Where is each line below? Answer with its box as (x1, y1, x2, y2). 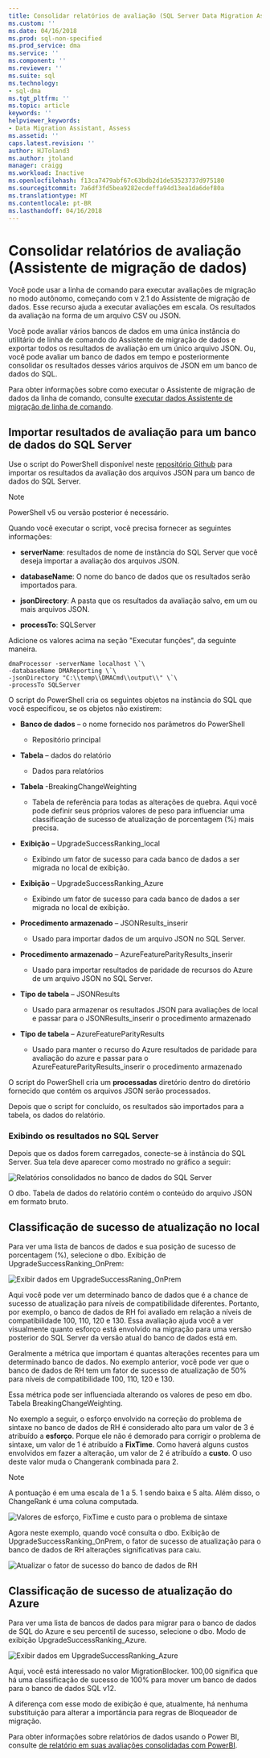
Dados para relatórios (31, 767, 104, 776)
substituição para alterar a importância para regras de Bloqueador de (8, 1708, 238, 1718)
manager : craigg (8, 162, 63, 170)
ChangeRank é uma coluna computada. (8, 1497, 139, 1507)
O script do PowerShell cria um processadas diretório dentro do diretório (8, 1078, 251, 1087)
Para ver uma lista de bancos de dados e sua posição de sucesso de (8, 1242, 236, 1252)
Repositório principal (31, 735, 101, 745)
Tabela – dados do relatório (19, 750, 112, 760)
